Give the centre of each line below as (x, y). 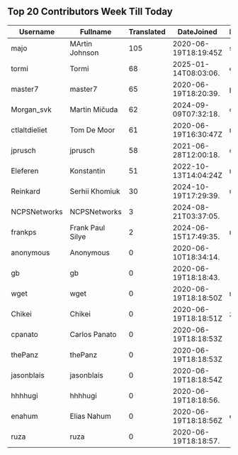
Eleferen (25, 171)
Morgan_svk (31, 109)
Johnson (84, 53)
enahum (24, 416)
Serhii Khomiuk (95, 191)
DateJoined (197, 31)
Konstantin (87, 171)
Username (37, 31)
